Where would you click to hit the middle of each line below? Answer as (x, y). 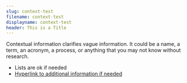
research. (18, 56)
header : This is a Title (36, 28)
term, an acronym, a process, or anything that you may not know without (93, 50)
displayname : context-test (39, 22)
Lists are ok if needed (41, 68)
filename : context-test (35, 17)
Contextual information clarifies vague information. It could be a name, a (93, 44)
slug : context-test (30, 11)
